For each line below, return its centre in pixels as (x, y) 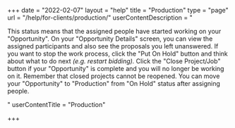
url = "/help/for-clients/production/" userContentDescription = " (100, 18)
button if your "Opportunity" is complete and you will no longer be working (116, 69)
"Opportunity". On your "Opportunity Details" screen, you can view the (110, 39)
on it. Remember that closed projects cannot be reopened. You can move (114, 76)
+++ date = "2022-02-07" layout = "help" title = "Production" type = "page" (118, 10)
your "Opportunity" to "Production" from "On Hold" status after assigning (114, 83)
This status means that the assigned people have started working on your (114, 31)
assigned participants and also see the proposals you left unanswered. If (113, 46)
